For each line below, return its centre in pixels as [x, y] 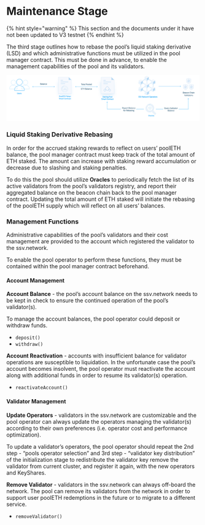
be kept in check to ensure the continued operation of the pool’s [87, 301]
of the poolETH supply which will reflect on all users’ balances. [86, 205]
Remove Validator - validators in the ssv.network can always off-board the [101, 484]
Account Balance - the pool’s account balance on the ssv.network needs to [102, 294]
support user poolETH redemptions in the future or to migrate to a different [101, 497]
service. [17, 504]
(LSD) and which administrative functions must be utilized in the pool [94, 53]
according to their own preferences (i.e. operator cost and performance [97, 428]
